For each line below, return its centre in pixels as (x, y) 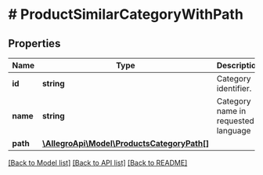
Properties (34, 44)
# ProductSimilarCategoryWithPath (126, 15)
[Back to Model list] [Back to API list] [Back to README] (98, 163)
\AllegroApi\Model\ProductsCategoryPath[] (126, 143)
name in (231, 111)
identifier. (234, 88)
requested (235, 121)
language (234, 131)
